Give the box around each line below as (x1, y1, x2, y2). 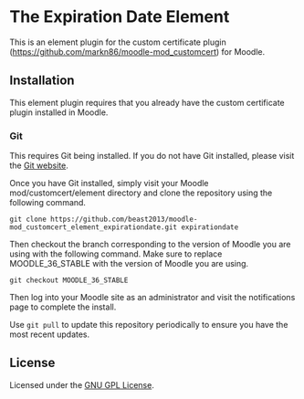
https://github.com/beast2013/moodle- (49, 215, 198, 225)
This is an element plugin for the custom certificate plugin (9, 37, 226, 47)
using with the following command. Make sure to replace (9, 248, 223, 259)
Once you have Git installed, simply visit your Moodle (9, 178, 209, 189)
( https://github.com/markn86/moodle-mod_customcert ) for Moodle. (9, 46, 266, 57)
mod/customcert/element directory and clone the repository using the (9, 187, 273, 198)
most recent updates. (9, 329, 90, 340)
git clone (9, 215, 47, 225)
